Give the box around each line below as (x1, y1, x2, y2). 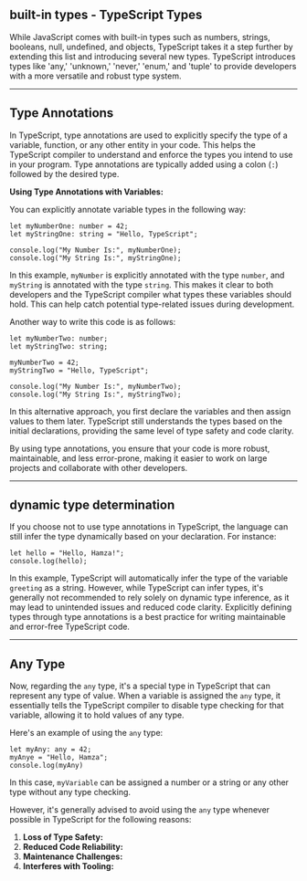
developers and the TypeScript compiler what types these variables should (9, 288, 292, 299)
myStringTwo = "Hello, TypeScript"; (9, 365, 149, 375)
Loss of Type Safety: (22, 832, 103, 843)
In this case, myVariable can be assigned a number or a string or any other (9, 777, 290, 788)
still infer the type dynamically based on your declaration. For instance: (9, 531, 277, 542)
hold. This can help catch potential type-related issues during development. (9, 299, 295, 309)
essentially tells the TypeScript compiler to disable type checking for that (9, 700, 284, 711)
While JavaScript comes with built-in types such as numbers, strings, (9, 31, 271, 42)
